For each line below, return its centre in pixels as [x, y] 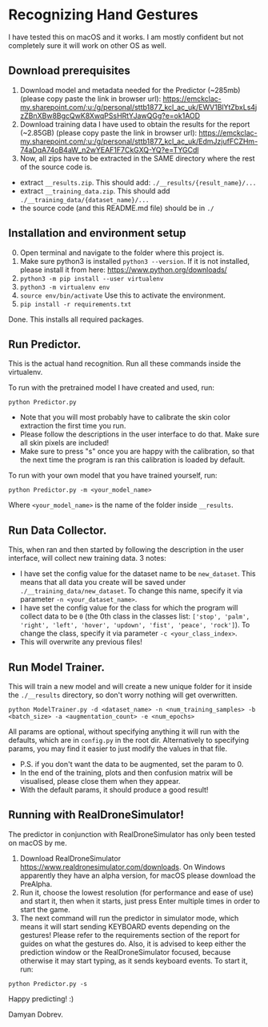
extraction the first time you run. [73, 426]
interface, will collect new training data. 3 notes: [87, 558]
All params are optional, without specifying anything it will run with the [124, 731]
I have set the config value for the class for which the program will [129, 608]
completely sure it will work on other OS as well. [87, 45]
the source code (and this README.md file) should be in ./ [117, 208]
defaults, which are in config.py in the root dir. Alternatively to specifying [129, 740]
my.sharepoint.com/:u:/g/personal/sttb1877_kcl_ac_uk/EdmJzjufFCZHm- [139, 141]
